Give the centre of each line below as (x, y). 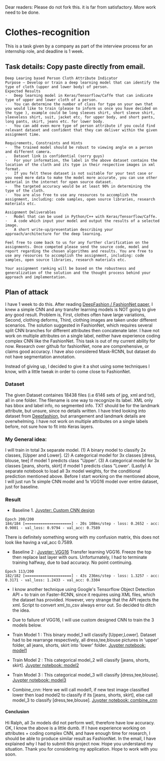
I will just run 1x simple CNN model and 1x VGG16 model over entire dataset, (82, 482)
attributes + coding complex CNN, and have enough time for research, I (78, 733)
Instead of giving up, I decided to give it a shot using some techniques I (78, 366)
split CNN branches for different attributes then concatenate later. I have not (82, 330)
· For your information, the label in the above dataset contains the (81, 160)
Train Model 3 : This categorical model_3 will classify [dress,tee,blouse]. (85, 675)
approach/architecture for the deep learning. (54, 234)
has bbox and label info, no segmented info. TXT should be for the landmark (82, 405)
